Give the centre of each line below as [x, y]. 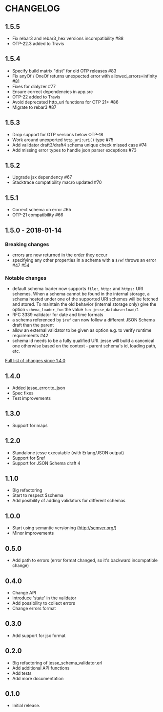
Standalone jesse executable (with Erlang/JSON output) [68, 453]
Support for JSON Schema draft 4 [46, 463]
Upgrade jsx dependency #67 [42, 177]
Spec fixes [23, 393]
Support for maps [30, 425]
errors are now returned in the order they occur [60, 255]
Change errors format [34, 608]
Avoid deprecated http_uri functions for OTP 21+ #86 [65, 102]
